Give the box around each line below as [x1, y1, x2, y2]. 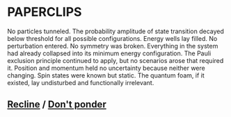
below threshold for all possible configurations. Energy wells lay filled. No [7, 34, 218, 42]
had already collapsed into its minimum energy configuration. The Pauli [7, 49, 212, 57]
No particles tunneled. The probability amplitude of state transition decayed [7, 27, 224, 35]
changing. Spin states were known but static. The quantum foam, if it [7, 71, 205, 80]
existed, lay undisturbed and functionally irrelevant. [7, 78, 154, 87]
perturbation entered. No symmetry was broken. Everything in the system [7, 42, 218, 50]
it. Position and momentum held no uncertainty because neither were [7, 64, 205, 72]
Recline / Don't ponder [7, 98, 106, 111]
